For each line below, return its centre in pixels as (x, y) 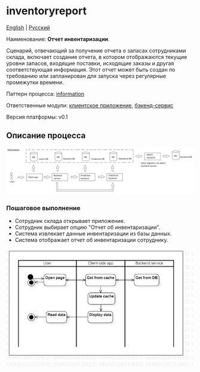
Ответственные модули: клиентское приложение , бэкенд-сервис (90, 105)
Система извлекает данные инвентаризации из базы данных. (93, 234)
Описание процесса (46, 136)
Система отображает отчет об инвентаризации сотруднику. (91, 240)
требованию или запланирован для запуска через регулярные (86, 76)
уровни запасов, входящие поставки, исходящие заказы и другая (90, 63)
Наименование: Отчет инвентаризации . (58, 39)
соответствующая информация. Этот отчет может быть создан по (91, 69)
